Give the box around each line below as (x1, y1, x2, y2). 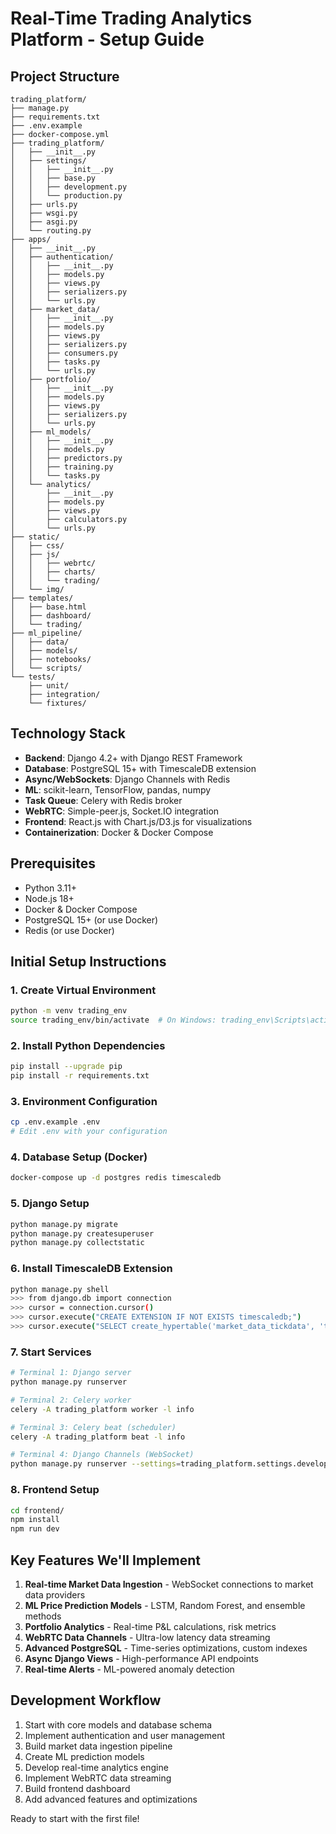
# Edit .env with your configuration (10, 1127, 168, 1137)
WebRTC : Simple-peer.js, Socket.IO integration (24, 805, 220, 817)
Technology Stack (10, 725, 126, 742)
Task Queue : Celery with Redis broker (24, 794, 183, 806)
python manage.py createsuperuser (10, 1228, 155, 1239)
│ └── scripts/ (10, 663, 83, 673)
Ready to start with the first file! (10, 1812, 140, 1824)
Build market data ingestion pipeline (24, 1740, 173, 1752)
